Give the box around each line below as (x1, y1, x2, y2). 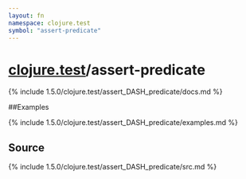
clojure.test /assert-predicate (8, 60, 205, 79)
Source (8, 141, 45, 154)
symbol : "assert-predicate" (8, 26, 102, 34)
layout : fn (8, 11, 45, 20)
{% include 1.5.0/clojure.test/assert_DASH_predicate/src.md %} (8, 162, 217, 172)
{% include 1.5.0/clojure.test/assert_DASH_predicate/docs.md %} (8, 87, 223, 96)
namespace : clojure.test (8, 19, 91, 27)
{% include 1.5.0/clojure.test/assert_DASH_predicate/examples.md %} (8, 118, 239, 127)
